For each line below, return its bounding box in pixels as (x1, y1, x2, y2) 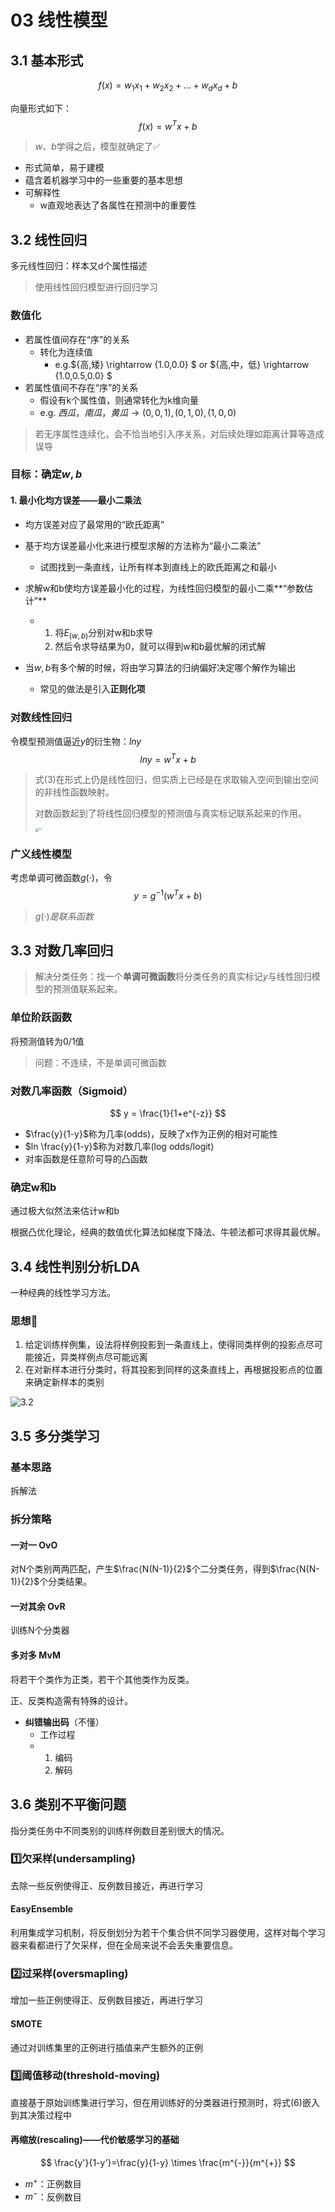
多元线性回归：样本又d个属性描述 (10, 260, 148, 272)
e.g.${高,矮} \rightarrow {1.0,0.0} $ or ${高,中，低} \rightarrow (54, 358, 310, 370)
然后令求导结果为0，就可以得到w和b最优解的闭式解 (54, 641, 267, 653)
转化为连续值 (39, 346, 93, 358)
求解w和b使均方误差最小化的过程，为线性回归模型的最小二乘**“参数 (24, 582, 305, 594)
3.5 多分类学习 (10, 1427, 101, 1445)
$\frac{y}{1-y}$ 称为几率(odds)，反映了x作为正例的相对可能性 (24, 1128, 278, 1140)
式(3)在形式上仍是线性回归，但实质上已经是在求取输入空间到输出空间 (34, 774, 319, 786)
